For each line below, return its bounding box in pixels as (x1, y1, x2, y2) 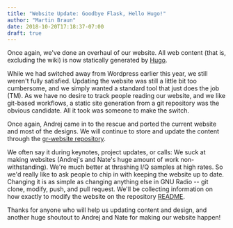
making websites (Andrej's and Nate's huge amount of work (7, 156, 179, 164)
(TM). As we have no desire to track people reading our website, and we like (7, 92, 226, 100)
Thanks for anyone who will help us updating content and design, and (7, 206, 207, 214)
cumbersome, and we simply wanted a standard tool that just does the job (7, 84, 220, 92)
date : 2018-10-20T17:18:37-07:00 (7, 23, 104, 30)
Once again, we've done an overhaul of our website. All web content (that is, (7, 49, 226, 57)
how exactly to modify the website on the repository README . (7, 193, 186, 201)
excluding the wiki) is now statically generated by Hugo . (7, 56, 168, 65)
